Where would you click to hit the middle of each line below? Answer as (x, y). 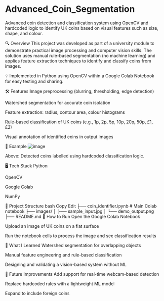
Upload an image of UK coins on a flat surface (52, 226)
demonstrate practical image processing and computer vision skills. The (79, 50)
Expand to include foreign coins (38, 293)
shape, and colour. (24, 33)
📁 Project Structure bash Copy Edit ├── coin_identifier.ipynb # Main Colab (81, 206)
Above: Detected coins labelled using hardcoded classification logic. (75, 156)
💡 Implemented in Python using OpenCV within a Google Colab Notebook (80, 76)
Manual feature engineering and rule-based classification (63, 255)
